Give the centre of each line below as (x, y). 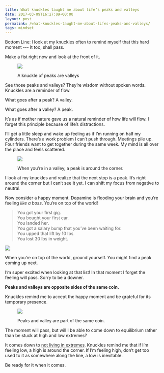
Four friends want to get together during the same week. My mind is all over (82, 144)
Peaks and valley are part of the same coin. (61, 321)
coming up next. (22, 263)
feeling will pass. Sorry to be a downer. (44, 278)
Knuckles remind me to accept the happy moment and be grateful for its (78, 297)
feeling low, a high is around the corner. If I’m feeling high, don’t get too (77, 350)
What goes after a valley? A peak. (39, 109)
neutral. (13, 188)
